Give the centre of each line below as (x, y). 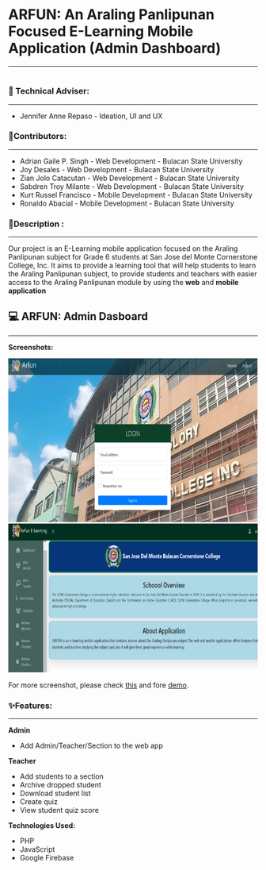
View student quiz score (59, 810)
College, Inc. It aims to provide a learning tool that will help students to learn (132, 266)
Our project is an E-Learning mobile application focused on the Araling (123, 248)
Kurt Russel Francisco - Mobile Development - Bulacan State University (136, 194)
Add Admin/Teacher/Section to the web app (91, 746)
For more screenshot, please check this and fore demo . (99, 685)
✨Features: (30, 706)
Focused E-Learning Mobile (101, 31)
